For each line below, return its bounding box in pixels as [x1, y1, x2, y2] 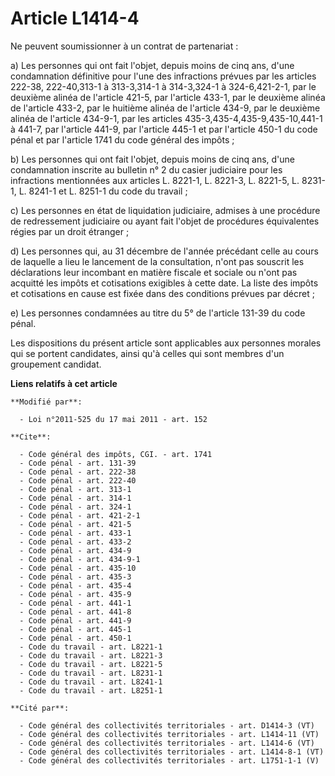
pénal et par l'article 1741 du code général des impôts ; [10, 133, 235, 146]
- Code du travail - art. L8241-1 [19, 677, 163, 687]
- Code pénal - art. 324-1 [19, 502, 132, 512]
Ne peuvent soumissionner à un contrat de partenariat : [10, 40, 239, 52]
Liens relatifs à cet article [10, 377, 118, 389]
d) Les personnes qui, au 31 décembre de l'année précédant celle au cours [10, 245, 319, 257]
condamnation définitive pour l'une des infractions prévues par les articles [10, 70, 317, 82]
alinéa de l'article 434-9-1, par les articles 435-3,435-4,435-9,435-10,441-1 [10, 112, 323, 124]
